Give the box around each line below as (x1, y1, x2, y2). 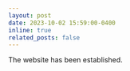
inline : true (8, 26, 52, 34)
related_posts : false (8, 33, 81, 42)
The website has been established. (8, 55, 124, 65)
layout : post (8, 11, 52, 20)
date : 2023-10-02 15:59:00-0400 (8, 19, 116, 27)
